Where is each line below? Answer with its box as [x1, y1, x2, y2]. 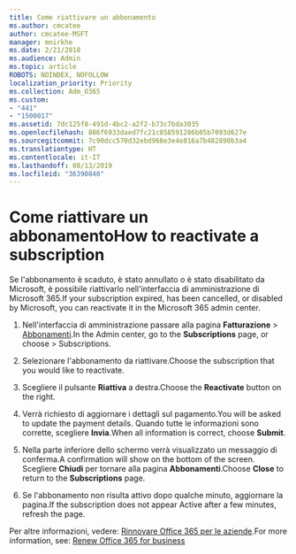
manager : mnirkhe [9, 37, 73, 47]
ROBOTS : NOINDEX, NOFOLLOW [9, 71, 109, 80]
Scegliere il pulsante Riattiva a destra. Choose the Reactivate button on [21, 382, 282, 393]
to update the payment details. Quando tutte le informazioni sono [21, 418, 259, 429]
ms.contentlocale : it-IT [9, 152, 101, 162]
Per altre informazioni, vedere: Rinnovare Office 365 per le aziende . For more [9, 526, 287, 536]
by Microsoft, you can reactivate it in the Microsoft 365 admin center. [9, 303, 261, 313]
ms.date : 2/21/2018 [9, 46, 81, 55]
